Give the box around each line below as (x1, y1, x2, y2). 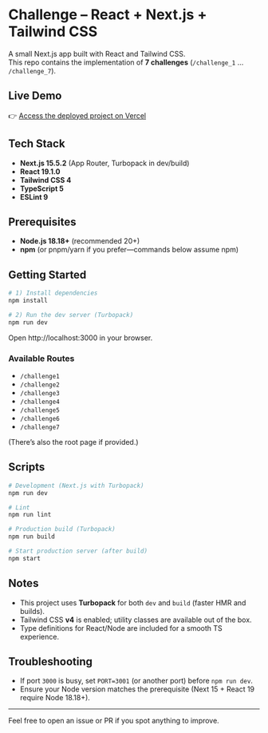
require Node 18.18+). (19, 693, 90, 703)
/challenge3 (19, 389, 60, 397)
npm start (8, 554, 41, 562)
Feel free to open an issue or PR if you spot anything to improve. (8, 716, 219, 726)
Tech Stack (8, 137, 65, 151)
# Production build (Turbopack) (8, 525, 116, 533)
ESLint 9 (19, 192, 49, 201)
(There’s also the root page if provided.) (8, 437, 139, 446)
